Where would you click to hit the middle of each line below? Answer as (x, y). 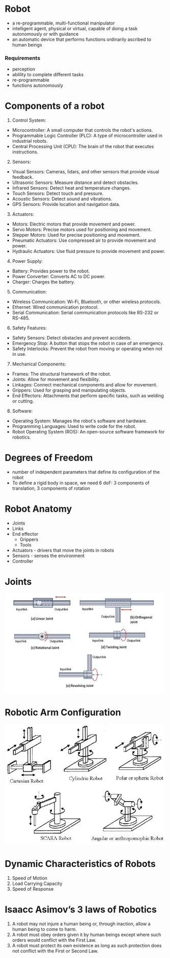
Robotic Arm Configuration (63, 712)
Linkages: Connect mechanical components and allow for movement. (85, 385)
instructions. (25, 152)
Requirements (23, 58)
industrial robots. (30, 141)
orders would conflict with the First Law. (54, 940)
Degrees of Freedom (49, 458)
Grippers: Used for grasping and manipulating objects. (69, 390)
